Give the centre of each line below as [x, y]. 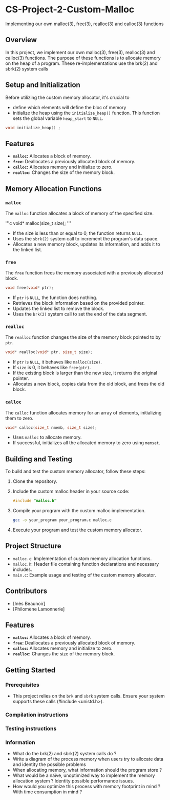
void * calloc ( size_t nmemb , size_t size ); [51, 428]
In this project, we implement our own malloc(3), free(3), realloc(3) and [80, 52]
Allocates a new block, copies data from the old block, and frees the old [89, 384]
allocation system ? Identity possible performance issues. [73, 781]
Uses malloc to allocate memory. [47, 437]
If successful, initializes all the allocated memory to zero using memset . [86, 443]
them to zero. [19, 418]
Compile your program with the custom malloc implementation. [79, 511]
